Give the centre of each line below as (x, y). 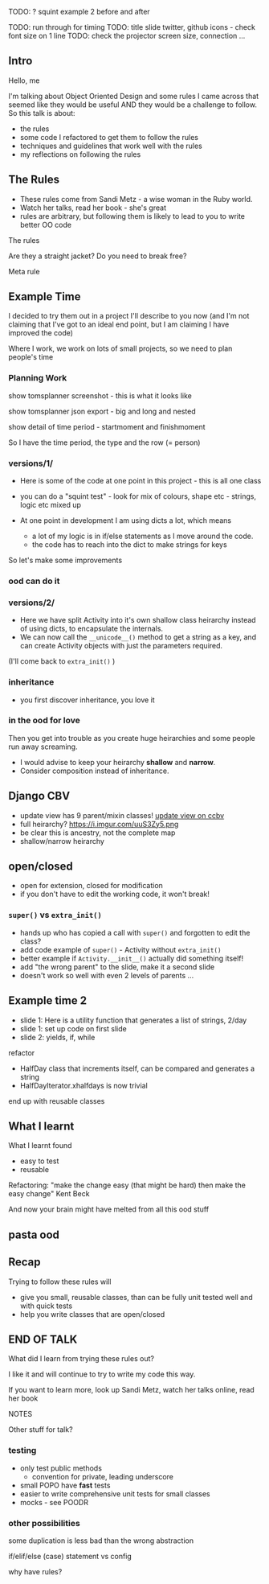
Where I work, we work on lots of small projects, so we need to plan (120, 348)
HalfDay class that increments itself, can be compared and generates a (137, 1068)
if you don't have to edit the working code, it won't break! (115, 894)
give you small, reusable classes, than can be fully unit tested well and (136, 1297)
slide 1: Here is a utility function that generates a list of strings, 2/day (133, 1020)
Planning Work (38, 378)
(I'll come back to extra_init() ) (62, 661)
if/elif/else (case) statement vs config (70, 1556)
